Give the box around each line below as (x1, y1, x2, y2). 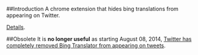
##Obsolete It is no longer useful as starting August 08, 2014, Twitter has (6, 35, 192, 42)
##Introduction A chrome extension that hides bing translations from (6, 5, 179, 12)
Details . (6, 24, 26, 31)
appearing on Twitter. (6, 12, 60, 19)
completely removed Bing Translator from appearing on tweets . (6, 42, 166, 49)
